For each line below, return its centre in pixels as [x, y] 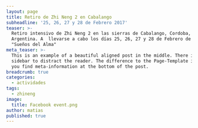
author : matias [25, 110]
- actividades [29, 83]
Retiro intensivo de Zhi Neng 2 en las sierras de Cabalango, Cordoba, [101, 34]
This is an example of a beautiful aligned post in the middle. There [100, 55]
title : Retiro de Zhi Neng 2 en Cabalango [59, 17]
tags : [13, 88]
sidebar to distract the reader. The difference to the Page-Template [100, 61]
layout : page [22, 12]
